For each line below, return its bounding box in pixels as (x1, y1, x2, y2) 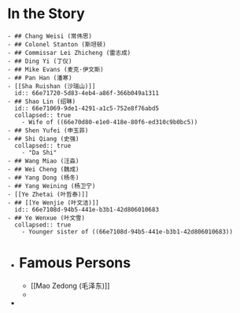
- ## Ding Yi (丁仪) (7, 57, 72, 65)
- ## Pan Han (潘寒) (7, 74, 72, 82)
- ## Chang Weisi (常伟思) (7, 32, 92, 40)
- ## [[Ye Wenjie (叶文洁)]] (7, 198, 100, 207)
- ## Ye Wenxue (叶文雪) (7, 214, 86, 222)
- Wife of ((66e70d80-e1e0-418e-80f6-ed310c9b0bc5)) (21, 118, 198, 126)
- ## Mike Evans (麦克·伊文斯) (7, 65, 104, 73)
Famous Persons (18, 254, 131, 272)
